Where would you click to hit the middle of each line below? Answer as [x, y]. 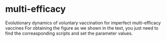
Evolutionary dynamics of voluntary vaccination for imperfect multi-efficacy [83, 23]
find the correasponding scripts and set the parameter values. [69, 33]
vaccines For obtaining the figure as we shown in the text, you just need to [82, 28]
